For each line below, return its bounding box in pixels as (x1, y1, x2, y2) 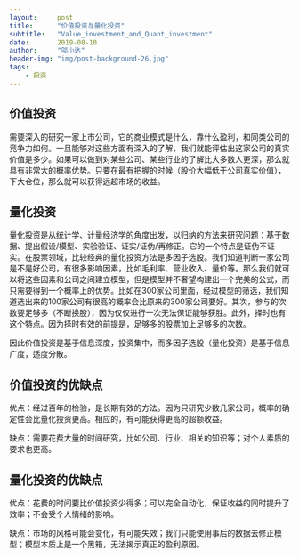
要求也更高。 (9, 444, 56, 455)
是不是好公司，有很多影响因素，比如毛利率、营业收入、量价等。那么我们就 (9, 263, 282, 274)
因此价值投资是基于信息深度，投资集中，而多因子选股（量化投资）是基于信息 (9, 337, 290, 348)
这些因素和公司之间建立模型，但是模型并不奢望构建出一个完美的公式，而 (24, 274, 290, 285)
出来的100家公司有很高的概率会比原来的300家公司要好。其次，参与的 (24, 296, 279, 307)
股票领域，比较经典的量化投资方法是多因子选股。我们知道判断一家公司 (32, 252, 290, 263)
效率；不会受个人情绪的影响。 (9, 509, 118, 519)
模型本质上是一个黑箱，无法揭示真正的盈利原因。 (24, 539, 205, 549)
